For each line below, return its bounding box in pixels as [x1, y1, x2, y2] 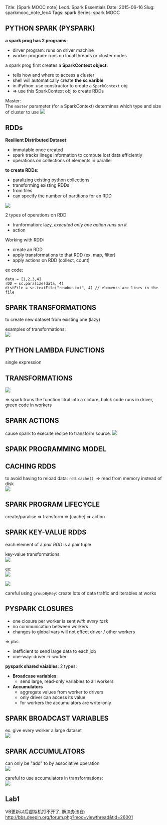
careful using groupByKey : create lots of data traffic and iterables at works [5, 590, 156, 596]
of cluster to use [5, 109, 39, 115]
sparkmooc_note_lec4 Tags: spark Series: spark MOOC [5, 10, 120, 16]
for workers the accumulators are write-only [20, 699, 111, 705]
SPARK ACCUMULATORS [5, 747, 85, 755]
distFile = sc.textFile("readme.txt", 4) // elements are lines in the [5, 285, 158, 290]
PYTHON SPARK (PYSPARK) [5, 24, 95, 33]
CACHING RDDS [5, 462, 56, 470]
